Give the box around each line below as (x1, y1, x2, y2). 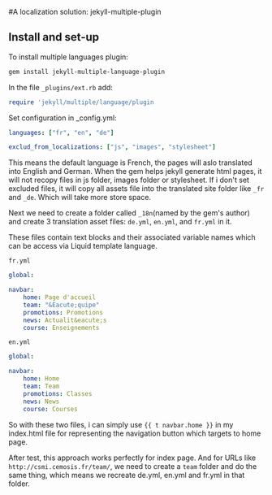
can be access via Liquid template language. (8, 241, 158, 251)
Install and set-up (8, 30, 100, 44)
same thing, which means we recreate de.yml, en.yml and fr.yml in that (8, 470, 245, 480)
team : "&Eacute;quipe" (23, 301, 100, 309)
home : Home (23, 375, 60, 383)
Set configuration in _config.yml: (8, 113, 117, 123)
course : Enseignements (23, 323, 100, 332)
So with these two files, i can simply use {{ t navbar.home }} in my (8, 419, 234, 429)
